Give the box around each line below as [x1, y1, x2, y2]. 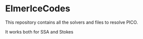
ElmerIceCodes [5, 3, 70, 14]
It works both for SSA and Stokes [5, 29, 73, 35]
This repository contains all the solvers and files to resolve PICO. [5, 19, 138, 25]
